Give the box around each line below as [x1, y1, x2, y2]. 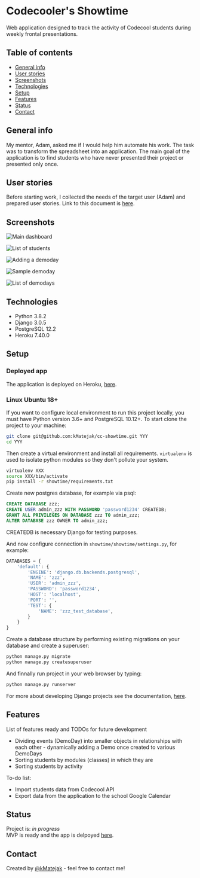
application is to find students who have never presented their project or [6, 154, 184, 161]
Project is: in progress [6, 825, 60, 833]
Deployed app [6, 367, 48, 375]
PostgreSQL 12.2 [14, 325, 57, 333]
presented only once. [6, 160, 59, 167]
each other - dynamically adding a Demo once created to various [14, 743, 176, 751]
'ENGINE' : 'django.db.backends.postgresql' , [27, 569, 140, 575]
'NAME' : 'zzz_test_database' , [38, 608, 113, 614]
